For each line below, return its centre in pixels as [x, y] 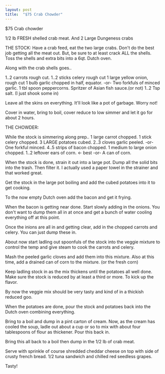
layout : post [19, 10]
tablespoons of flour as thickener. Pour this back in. [58, 332]
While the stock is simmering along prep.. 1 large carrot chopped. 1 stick [78, 137]
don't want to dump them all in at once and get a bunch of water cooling [79, 212]
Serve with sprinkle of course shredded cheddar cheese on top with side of [82, 351]
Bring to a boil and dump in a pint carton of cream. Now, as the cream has [80, 321]
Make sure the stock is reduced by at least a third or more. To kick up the [80, 277]
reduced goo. [19, 297]
